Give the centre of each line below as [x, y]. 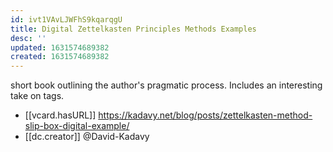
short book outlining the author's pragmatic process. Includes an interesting [166, 85]
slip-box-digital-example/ [77, 126]
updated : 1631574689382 [60, 47]
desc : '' [28, 38]
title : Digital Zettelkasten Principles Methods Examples [133, 29]
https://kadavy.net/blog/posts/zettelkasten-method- [205, 115]
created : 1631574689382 [60, 57]
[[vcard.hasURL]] [60, 115]
